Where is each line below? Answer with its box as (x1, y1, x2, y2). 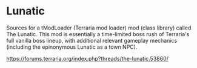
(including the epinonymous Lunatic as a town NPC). (6, 43, 138, 51)
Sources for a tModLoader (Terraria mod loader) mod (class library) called (6, 24, 192, 31)
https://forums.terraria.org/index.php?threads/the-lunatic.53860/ (6, 55, 169, 62)
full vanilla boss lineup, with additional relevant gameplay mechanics (6, 37, 178, 44)
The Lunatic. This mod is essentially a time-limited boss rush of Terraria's (6, 30, 190, 37)
